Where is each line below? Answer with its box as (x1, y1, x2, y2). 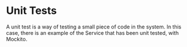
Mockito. (6, 35, 28, 42)
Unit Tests (6, 4, 57, 17)
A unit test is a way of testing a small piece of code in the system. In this (6, 23, 182, 30)
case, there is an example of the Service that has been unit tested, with (6, 29, 179, 36)
